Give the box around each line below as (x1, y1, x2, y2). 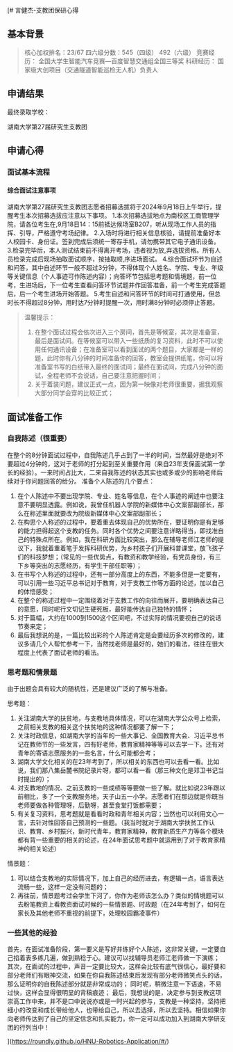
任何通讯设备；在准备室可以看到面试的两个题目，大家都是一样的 (40, 345, 223, 353)
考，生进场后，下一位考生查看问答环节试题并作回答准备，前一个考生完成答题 (7, 281, 226, 289)
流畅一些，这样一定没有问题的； (17, 883, 109, 891)
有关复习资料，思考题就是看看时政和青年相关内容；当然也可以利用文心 (17, 810, 218, 818)
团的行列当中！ (7, 1023, 50, 1032)
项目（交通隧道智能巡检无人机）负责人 (48, 65, 158, 74)
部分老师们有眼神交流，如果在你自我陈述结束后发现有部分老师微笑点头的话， (7, 971, 226, 980)
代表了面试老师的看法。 (35, 648, 103, 656)
